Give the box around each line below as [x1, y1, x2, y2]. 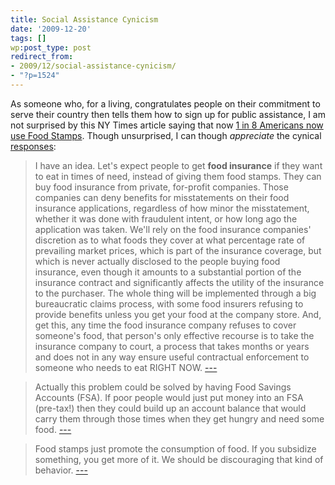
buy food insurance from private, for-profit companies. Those [34, 181, 289, 193]
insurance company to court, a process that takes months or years [34, 340, 310, 352]
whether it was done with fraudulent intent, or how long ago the [34, 212, 298, 225]
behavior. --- [34, 464, 88, 476]
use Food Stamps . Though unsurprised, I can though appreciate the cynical [10, 129, 322, 141]
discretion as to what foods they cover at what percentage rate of [34, 234, 306, 246]
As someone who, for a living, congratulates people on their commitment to [10, 97, 321, 110]
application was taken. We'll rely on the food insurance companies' [34, 223, 312, 235]
